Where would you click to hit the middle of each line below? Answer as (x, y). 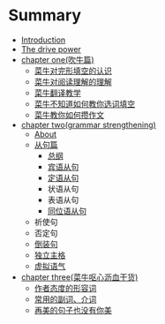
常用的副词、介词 (65, 299)
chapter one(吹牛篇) (57, 59)
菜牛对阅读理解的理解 (73, 81)
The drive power (51, 49)
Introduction (43, 40)
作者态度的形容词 (65, 288)
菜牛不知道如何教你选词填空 (85, 103)
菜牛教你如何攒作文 (69, 115)
